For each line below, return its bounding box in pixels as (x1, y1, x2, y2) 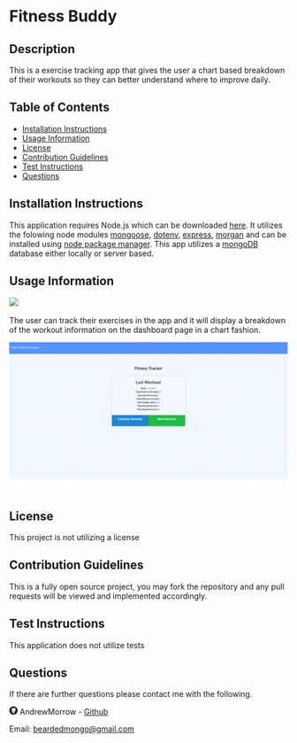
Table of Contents (9, 100, 110, 115)
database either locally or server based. (9, 248, 155, 259)
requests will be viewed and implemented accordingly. (9, 591, 208, 601)
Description (9, 42, 75, 57)
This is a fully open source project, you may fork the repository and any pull (9, 581, 285, 592)
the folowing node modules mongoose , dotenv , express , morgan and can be (9, 228, 287, 240)
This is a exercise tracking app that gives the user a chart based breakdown (9, 65, 286, 75)
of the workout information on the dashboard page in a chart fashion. (9, 325, 261, 336)
